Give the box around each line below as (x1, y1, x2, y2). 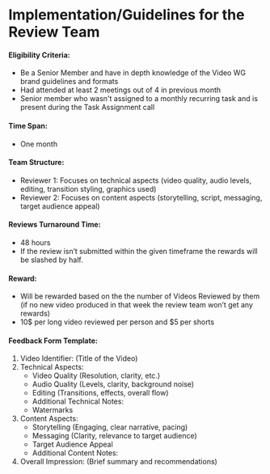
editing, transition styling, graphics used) (19, 184, 157, 193)
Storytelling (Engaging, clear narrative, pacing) (32, 422, 188, 432)
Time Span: (8, 121, 49, 130)
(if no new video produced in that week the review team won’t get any (19, 300, 253, 310)
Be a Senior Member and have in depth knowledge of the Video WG (19, 68, 247, 78)
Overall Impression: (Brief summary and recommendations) (19, 457, 218, 467)
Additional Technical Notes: (32, 396, 124, 406)
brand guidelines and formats (19, 77, 119, 87)
